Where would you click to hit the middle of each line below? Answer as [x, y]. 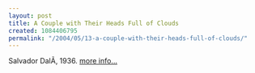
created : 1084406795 [43, 30]
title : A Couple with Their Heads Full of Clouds [94, 23]
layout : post [30, 16]
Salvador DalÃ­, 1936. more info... [63, 61]
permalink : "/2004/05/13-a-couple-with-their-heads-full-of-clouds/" [128, 38]
